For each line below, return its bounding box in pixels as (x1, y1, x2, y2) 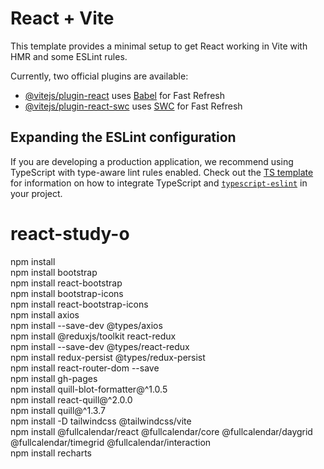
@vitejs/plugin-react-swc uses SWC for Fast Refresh (24, 100, 243, 112)
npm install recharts (10, 447, 92, 459)
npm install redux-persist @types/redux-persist (10, 351, 206, 363)
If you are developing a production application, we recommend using (10, 155, 294, 167)
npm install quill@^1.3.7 (10, 404, 106, 416)
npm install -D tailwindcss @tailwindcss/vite (10, 415, 192, 427)
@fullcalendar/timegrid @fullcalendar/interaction (10, 436, 212, 448)
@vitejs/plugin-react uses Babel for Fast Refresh (24, 89, 226, 101)
